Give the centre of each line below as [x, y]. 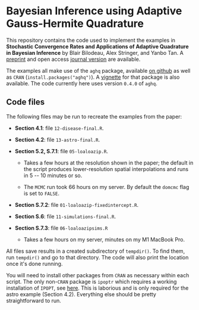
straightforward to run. [34, 300]
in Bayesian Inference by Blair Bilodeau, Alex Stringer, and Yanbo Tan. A [95, 52]
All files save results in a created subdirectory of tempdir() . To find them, [96, 251]
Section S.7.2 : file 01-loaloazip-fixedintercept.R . [77, 204]
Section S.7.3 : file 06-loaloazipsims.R [61, 228]
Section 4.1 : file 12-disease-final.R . [59, 128]
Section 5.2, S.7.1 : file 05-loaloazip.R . [61, 151]
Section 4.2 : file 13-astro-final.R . [57, 139]
